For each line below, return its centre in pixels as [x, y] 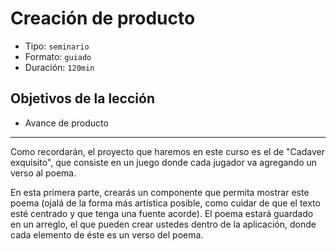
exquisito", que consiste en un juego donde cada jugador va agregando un [164, 162]
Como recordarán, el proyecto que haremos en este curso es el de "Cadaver [167, 151]
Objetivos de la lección [82, 98]
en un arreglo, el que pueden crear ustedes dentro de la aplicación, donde [163, 224]
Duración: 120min [59, 67]
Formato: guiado [58, 56]
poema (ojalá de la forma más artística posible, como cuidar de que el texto [165, 203]
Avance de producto [66, 123]
